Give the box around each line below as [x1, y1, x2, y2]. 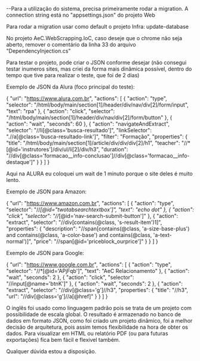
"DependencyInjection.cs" [6, 47, 71, 54]
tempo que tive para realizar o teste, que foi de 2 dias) [6, 72, 140, 78]
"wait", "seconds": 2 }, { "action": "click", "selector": [6, 274, 134, 281]
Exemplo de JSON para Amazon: [6, 188, 87, 195]
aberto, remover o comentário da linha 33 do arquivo [6, 41, 136, 48]
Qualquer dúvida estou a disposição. [6, 348, 97, 355]
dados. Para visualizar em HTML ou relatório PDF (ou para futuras [6, 330, 168, 337]
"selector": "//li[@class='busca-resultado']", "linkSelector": [6, 127, 152, 134]
